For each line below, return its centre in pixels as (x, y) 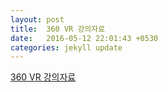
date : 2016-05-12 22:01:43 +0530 (84, 38)
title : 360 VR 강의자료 (58, 29)
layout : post (37, 19)
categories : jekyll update (66, 47)
